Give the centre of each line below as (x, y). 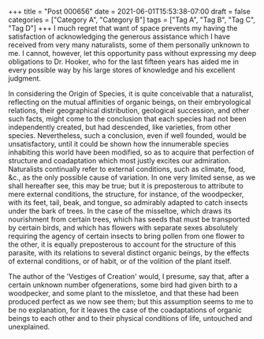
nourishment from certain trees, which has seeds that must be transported (129, 219)
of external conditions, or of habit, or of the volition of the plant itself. (120, 261)
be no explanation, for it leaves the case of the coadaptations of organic (125, 310)
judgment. (25, 78)
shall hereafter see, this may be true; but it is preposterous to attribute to (126, 186)
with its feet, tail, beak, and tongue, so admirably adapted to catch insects (128, 203)
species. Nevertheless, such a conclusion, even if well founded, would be (127, 136)
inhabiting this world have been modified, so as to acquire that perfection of (131, 152)
